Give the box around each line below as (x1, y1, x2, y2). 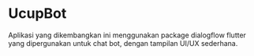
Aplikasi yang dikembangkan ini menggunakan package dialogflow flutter (8, 30, 247, 40)
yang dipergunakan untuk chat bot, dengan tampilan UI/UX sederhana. (8, 38, 238, 47)
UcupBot (8, 5, 67, 23)
